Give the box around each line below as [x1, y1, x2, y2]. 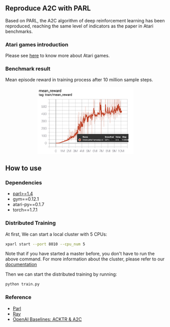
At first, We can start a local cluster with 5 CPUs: [5, 231, 107, 237]
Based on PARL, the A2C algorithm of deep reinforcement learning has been [5, 17, 165, 23]
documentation [5, 261, 37, 268]
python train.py [5, 282, 40, 287]
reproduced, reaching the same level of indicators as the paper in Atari [5, 23, 154, 29]
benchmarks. [5, 28, 33, 35]
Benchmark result [5, 66, 51, 73]
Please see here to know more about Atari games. [5, 53, 110, 59]
